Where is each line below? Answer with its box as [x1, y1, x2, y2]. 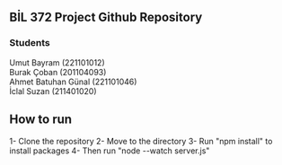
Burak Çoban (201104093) [9, 66, 107, 77]
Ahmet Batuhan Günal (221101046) [9, 76, 137, 87]
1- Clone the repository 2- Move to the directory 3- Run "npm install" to [9, 135, 273, 146]
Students [9, 37, 51, 49]
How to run [9, 112, 73, 127]
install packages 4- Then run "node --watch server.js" [9, 145, 210, 156]
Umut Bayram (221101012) [9, 56, 105, 68]
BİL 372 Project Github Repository [9, 10, 203, 25]
